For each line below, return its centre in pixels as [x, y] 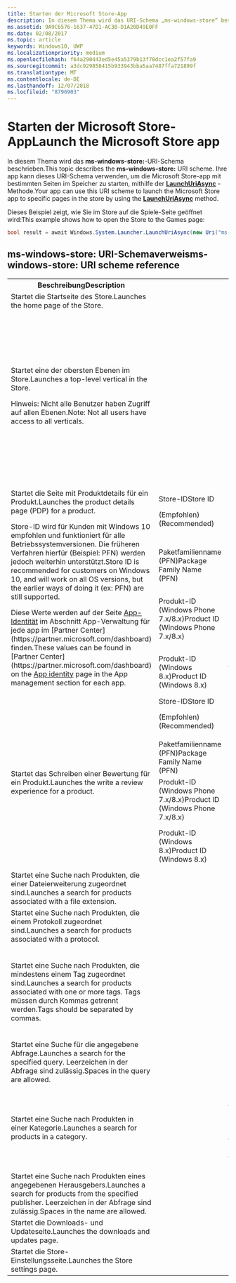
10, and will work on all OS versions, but [77, 579]
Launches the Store [101, 1260]
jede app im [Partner [45, 630]
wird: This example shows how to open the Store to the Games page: [106, 220]
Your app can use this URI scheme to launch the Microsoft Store [127, 191]
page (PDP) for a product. [53, 511]
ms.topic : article [34, 40]
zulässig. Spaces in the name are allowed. [79, 1211]
